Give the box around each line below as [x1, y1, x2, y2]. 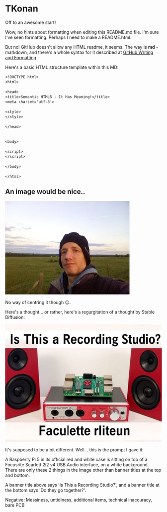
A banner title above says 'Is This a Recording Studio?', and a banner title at [5, 482, 160, 488]
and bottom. [5, 472, 30, 478]
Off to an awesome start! [5, 19, 56, 25]
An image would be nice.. [5, 188, 85, 196]
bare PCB [5, 502, 25, 508]
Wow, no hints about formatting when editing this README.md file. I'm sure [5, 29, 159, 35]
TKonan [5, 3, 39, 14]
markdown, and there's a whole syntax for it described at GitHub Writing [5, 49, 154, 55]
